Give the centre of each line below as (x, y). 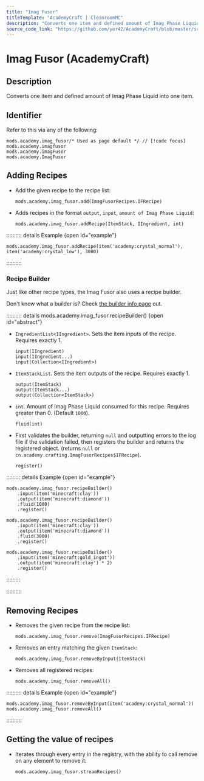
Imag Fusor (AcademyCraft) (78, 59)
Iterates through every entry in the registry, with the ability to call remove (106, 754)
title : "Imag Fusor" (32, 12)
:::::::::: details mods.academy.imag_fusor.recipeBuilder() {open (85, 316)
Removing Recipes (42, 610)
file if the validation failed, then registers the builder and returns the (99, 442)
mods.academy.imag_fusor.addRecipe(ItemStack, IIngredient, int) (99, 224)
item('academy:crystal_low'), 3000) (53, 251)
